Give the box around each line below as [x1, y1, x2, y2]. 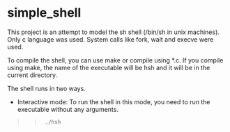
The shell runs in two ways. [7, 84, 86, 92]
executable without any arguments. [17, 105, 118, 113]
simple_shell [7, 5, 82, 21]
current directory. [7, 71, 58, 79]
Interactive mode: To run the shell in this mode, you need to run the [17, 97, 210, 106]
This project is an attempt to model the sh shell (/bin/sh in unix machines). [7, 28, 220, 36]
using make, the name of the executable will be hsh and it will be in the [7, 63, 210, 72]
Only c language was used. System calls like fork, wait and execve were [7, 35, 214, 43]
